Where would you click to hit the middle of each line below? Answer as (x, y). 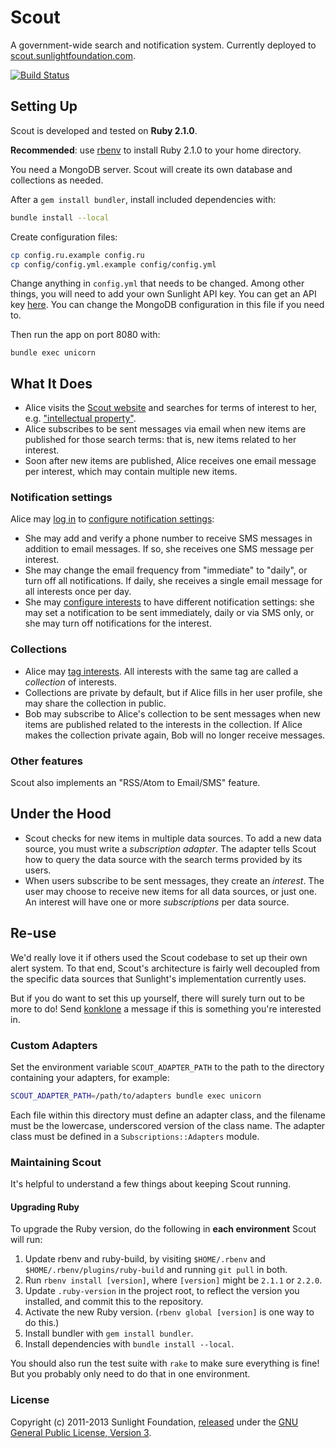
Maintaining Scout (56, 1162)
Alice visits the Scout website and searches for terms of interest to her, (171, 408)
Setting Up (44, 106)
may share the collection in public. (95, 703)
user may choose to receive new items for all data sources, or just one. (170, 891)
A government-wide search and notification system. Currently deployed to (163, 45)
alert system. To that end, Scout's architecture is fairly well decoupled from (165, 968)
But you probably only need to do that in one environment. (130, 1374)
